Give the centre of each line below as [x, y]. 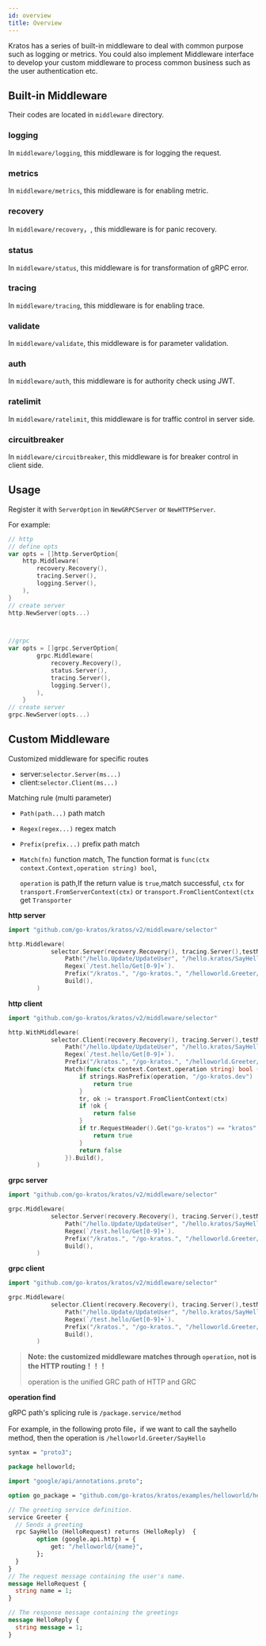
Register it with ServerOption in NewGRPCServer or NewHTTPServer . [112, 509]
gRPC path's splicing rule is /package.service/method [95, 1413]
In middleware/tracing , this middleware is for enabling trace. [106, 305]
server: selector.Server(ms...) [70, 773]
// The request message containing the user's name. [97, 1576]
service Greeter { [38, 1517]
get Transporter [46, 900]
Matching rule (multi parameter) [60, 797]
